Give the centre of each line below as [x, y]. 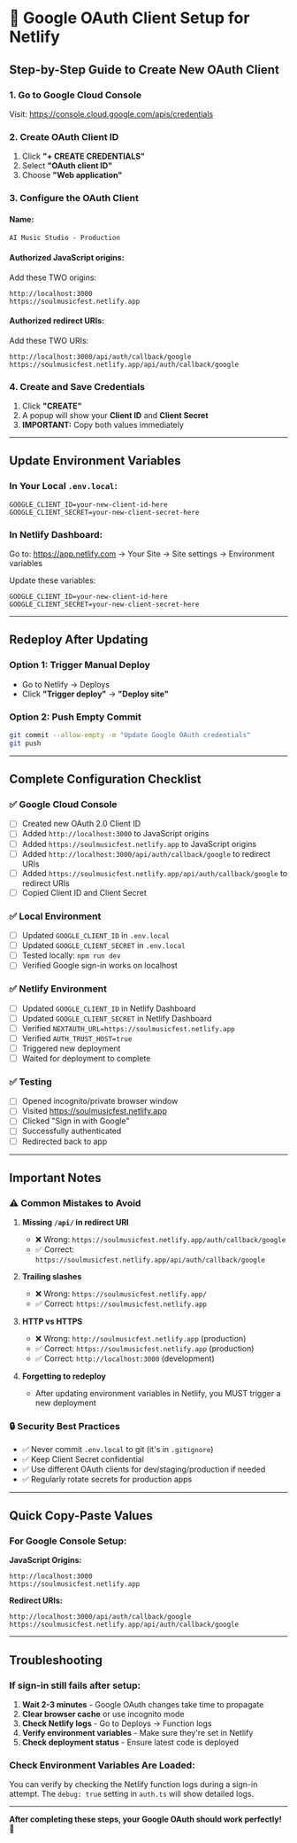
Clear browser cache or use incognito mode [103, 1714]
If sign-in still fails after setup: [75, 1685]
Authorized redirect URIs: [57, 321]
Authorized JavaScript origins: [67, 257]
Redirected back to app [65, 1141]
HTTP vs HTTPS [52, 1322]
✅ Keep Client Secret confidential [83, 1459]
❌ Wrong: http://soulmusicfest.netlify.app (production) [141, 1339]
